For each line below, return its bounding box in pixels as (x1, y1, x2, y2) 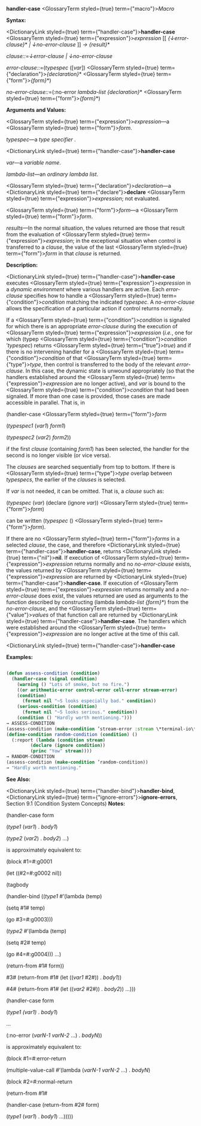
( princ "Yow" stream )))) (30, 748, 93, 754)
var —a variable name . (6, 159, 62, 166)
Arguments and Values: (6, 106, 66, 113)
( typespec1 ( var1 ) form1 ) (6, 422, 66, 429)
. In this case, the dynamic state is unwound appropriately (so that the (22, 367, 194, 374)
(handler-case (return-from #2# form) (6, 1101, 100, 1108)
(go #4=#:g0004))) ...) (6, 950, 62, 957)
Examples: (6, 654, 33, 660)
